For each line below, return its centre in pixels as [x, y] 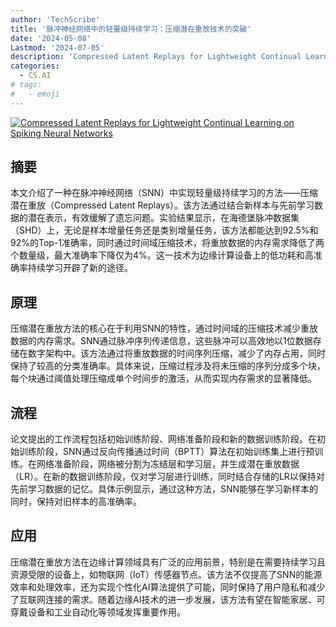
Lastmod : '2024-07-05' [57, 47]
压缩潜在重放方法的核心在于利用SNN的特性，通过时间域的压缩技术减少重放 [164, 328]
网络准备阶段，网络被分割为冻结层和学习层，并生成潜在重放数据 [168, 464]
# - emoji [35, 94]
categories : [35, 66]
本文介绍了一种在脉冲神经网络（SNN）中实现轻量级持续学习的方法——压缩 [164, 193]
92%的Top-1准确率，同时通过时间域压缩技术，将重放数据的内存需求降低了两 [167, 243]
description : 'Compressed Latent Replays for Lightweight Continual [156, 57]
